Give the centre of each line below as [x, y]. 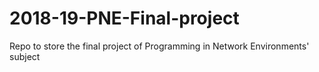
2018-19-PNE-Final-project [124, 18]
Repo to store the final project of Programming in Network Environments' [159, 46]
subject [25, 56]
